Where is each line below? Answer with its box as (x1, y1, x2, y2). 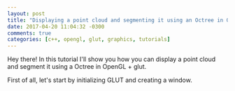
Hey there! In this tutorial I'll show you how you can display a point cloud (7, 55, 216, 63)
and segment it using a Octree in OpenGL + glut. (7, 63, 147, 71)
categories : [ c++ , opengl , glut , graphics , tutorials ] (7, 36, 171, 43)
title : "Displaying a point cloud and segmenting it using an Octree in (7, 17, 224, 24)
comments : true (7, 29, 52, 37)
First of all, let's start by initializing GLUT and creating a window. (7, 76, 192, 84)
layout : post (7, 10, 45, 17)
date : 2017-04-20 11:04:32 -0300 (7, 23, 105, 30)
